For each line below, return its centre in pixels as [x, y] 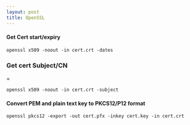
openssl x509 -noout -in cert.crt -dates [60, 50]
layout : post [23, 12]
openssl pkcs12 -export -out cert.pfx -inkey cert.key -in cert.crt [95, 116]
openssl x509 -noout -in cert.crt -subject [63, 90]
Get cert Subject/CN [37, 65]
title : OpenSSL [26, 18]
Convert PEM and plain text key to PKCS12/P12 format [76, 103]
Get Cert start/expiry [34, 37]
